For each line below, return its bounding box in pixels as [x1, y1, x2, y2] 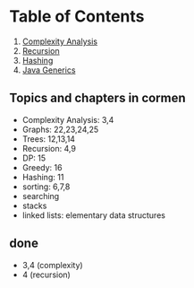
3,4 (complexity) [21, 259, 83, 270]
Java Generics [21, 65, 76, 75]
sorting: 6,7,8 [21, 181, 71, 192]
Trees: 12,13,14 [21, 133, 76, 144]
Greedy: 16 [21, 161, 63, 172]
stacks [21, 200, 47, 211]
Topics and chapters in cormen [9, 91, 186, 106]
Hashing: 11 [21, 171, 64, 182]
